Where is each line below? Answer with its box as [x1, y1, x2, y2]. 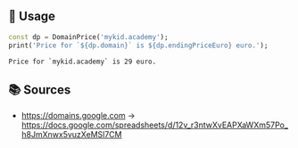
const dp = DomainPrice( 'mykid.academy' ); [8, 32, 169, 41]
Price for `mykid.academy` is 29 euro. [8, 57, 157, 66]
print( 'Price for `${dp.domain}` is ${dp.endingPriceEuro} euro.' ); [8, 41, 269, 50]
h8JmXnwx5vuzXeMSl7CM [21, 129, 122, 140]
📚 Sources [8, 82, 71, 97]
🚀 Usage [8, 9, 55, 24]
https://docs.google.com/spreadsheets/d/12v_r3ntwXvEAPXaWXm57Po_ [21, 119, 289, 130]
